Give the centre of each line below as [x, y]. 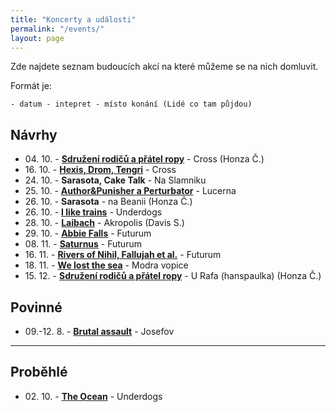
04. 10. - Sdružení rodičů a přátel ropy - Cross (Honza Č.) [144, 159]
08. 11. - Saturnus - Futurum [83, 244]
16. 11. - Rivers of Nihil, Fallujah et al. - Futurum [123, 255]
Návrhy [34, 134]
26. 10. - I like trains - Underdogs [93, 212]
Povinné [36, 307]
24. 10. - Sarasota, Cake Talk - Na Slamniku [115, 180]
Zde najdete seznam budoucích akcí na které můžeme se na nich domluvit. [164, 67]
